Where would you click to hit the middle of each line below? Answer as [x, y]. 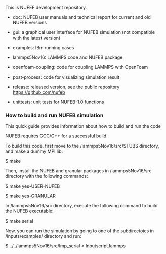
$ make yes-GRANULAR [30, 196]
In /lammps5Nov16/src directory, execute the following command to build [81, 206]
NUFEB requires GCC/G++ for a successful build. [56, 136]
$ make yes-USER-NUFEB [33, 186]
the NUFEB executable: [29, 211]
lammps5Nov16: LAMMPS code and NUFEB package [68, 57]
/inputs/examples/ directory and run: [44, 236]
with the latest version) [36, 38]
